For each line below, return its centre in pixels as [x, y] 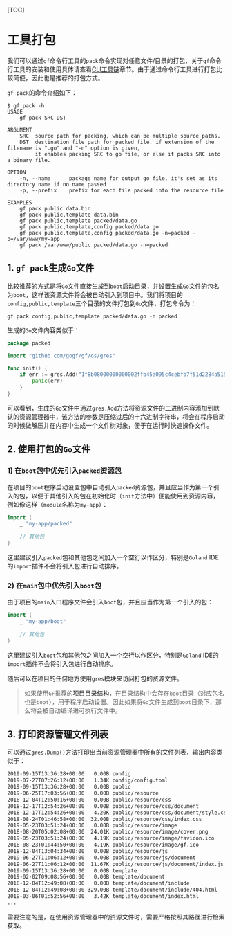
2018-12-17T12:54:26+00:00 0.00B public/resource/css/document [103, 806]
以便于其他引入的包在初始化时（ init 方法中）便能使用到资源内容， [125, 496]
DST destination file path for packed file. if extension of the [117, 142]
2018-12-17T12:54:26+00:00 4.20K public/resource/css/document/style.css [118, 813]
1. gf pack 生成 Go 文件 [51, 268]
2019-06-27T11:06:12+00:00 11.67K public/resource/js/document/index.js [116, 864]
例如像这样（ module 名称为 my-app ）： [58, 504]
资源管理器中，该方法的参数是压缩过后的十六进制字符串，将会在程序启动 [122, 416]
